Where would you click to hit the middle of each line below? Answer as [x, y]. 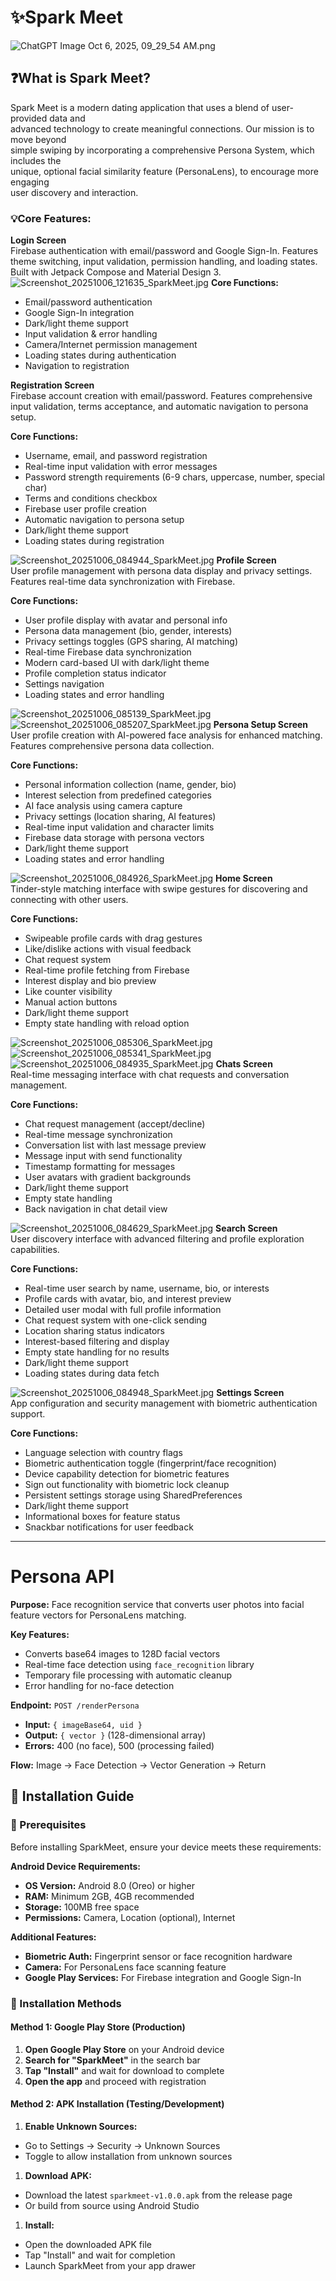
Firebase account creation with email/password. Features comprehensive [161, 396]
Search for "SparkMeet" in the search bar [112, 2060]
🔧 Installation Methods [66, 2003]
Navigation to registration [77, 366]
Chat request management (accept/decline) [115, 1124]
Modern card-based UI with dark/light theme [117, 663]
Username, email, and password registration [116, 456]
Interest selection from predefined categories [118, 795]
